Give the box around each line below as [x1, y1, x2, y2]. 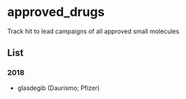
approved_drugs [7, 4, 105, 20]
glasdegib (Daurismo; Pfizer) [17, 84, 100, 92]
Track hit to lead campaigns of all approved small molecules [7, 27, 180, 35]
